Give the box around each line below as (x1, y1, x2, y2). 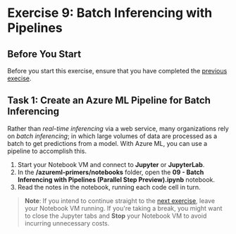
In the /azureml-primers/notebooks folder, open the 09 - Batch (17, 168, 204, 176)
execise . (7, 74, 32, 82)
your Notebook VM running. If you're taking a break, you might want (24, 204, 223, 212)
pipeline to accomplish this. (7, 147, 87, 155)
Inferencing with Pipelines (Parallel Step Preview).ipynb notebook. (17, 175, 216, 184)
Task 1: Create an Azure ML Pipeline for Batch (7, 94, 211, 106)
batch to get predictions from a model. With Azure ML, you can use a (7, 139, 208, 147)
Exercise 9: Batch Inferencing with (7, 5, 213, 21)
